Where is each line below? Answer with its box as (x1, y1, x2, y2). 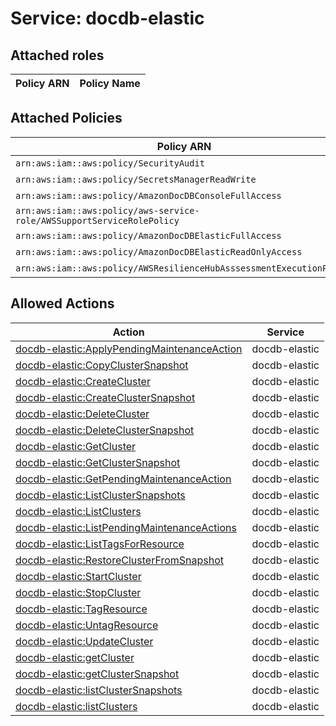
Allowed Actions (10, 295, 115, 312)
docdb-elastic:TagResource (15, 602, 148, 616)
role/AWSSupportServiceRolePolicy (15, 215, 180, 226)
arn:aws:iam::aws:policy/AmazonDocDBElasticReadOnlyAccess (15, 246, 303, 257)
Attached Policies (10, 110, 123, 127)
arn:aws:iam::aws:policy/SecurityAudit (15, 157, 205, 169)
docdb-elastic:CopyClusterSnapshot (15, 358, 189, 372)
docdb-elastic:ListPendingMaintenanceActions (15, 520, 237, 534)
